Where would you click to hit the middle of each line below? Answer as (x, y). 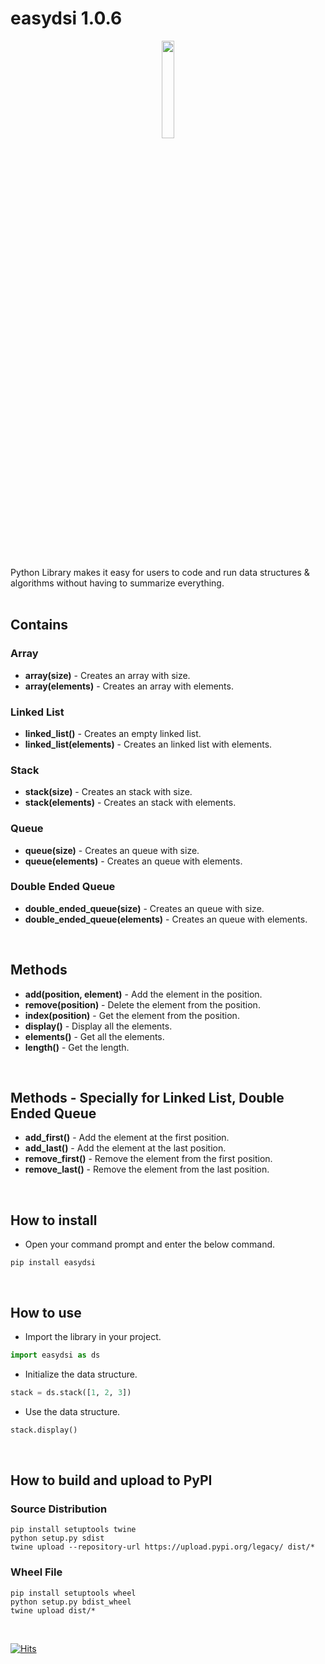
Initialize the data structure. (81, 1374)
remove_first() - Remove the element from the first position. (148, 1159)
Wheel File (36, 1572)
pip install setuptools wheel (73, 1593)
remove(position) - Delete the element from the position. (142, 1004)
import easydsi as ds (55, 1355)
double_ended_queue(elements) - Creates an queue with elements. (166, 919)
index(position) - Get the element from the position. (132, 1015)
